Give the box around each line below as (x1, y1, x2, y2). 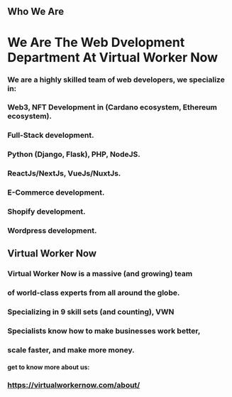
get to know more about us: (7, 362, 90, 371)
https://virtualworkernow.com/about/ (7, 380, 140, 390)
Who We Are (7, 6, 65, 18)
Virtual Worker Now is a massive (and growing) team (7, 269, 193, 279)
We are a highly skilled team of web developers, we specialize (7, 75, 225, 85)
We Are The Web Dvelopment (7, 34, 185, 50)
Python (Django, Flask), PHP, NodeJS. (7, 149, 140, 159)
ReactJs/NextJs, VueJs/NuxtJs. (7, 168, 121, 178)
